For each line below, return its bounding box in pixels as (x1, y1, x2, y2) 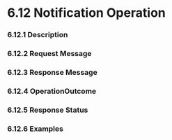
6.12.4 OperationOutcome (7, 86, 97, 96)
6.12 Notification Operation (7, 5, 166, 21)
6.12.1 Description (7, 30, 68, 40)
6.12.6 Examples (7, 124, 64, 134)
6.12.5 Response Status (7, 105, 88, 115)
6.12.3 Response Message (7, 67, 97, 77)
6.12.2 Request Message (7, 49, 92, 59)
